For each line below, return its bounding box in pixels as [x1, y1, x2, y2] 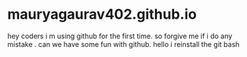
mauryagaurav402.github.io [7, 5, 197, 23]
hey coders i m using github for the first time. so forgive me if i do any [7, 31, 233, 41]
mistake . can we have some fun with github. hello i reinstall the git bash [7, 39, 240, 48]
